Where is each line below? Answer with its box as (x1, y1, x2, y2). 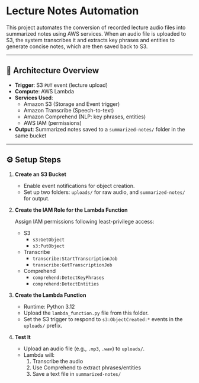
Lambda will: (23, 351, 55, 358)
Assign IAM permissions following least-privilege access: (14, 218, 155, 225)
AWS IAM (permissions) (23, 119, 82, 126)
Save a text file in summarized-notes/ (32, 370, 121, 377)
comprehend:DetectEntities (32, 281, 99, 287)
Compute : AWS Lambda (14, 87, 74, 95)
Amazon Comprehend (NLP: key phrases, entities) (23, 113, 146, 120)
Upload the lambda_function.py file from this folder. (23, 309, 149, 316)
